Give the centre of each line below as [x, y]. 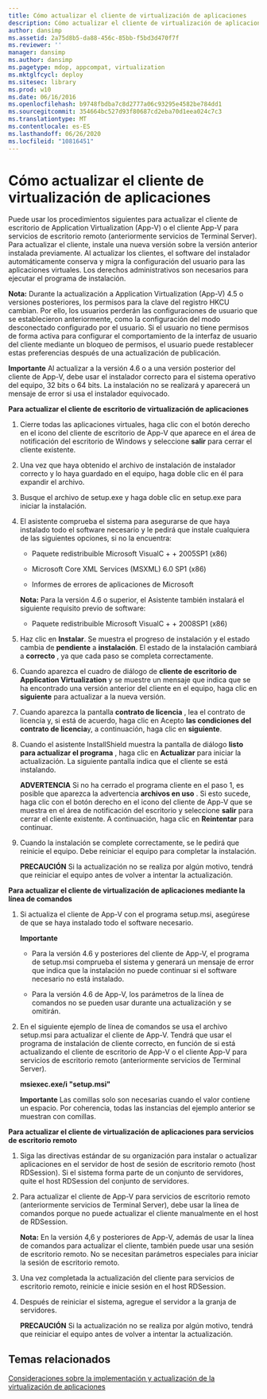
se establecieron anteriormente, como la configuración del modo [114, 320]
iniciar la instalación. [53, 506]
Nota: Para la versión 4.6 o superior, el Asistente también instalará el [132, 600]
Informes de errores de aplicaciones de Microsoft [112, 584]
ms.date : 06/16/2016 [43, 97]
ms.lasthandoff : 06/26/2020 [55, 134]
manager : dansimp [37, 52]
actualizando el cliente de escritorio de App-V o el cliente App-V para [133, 1052]
